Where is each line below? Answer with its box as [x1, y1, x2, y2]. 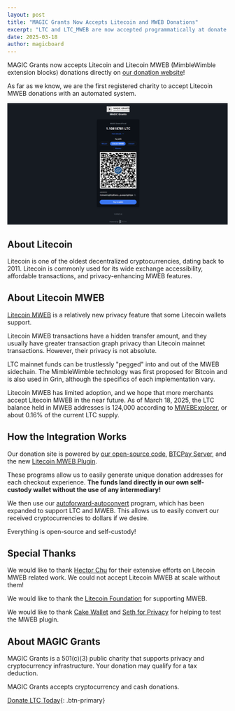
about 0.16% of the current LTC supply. [7, 410, 120, 419]
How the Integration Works [7, 431, 127, 443]
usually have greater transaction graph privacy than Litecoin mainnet [7, 339, 206, 347]
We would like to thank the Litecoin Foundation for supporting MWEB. [7, 594, 208, 603]
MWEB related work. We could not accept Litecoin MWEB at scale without [7, 573, 220, 582]
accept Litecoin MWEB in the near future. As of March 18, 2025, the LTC [7, 396, 215, 404]
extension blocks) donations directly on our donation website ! [7, 69, 185, 77]
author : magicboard [7, 41, 64, 48]
